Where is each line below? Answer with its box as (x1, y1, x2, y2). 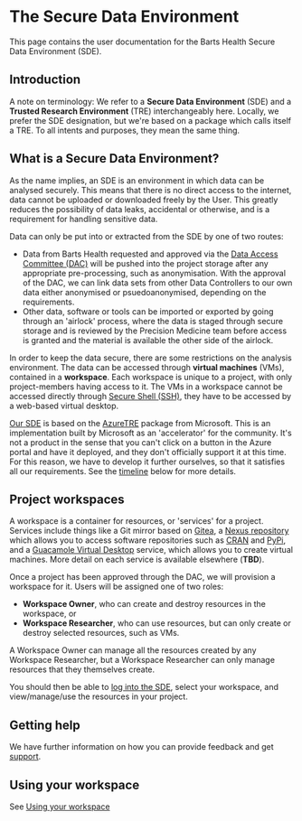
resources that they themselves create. (9, 664, 156, 675)
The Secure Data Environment (9, 6, 240, 27)
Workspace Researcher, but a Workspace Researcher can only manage (9, 655, 276, 666)
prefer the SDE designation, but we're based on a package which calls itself (9, 115, 292, 126)
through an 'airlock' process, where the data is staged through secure (22, 315, 283, 326)
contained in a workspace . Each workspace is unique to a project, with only (9, 371, 292, 382)
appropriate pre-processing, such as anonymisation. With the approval (22, 267, 287, 278)
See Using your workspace (9, 801, 110, 812)
